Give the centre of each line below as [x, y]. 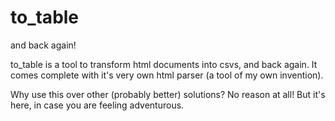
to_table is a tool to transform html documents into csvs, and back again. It [164, 64]
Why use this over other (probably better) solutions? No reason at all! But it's [168, 94]
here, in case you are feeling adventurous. [97, 105]
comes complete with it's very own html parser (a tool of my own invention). [167, 75]
